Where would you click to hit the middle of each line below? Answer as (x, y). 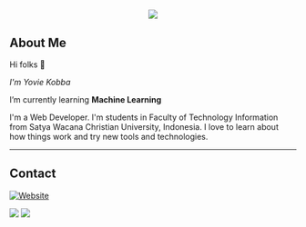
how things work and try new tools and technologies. (109, 137)
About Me (38, 42)
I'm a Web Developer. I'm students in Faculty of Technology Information (144, 117)
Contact (33, 174)
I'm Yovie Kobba (40, 82)
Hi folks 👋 (27, 64)
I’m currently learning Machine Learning (86, 99)
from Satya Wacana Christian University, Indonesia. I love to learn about (144, 127)
